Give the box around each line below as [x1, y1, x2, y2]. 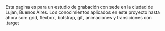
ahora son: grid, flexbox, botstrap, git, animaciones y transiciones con [5, 15, 152, 20]
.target [5, 20, 19, 26]
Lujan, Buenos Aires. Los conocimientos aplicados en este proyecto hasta [5, 9, 160, 15]
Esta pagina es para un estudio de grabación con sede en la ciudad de [5, 4, 153, 10]
